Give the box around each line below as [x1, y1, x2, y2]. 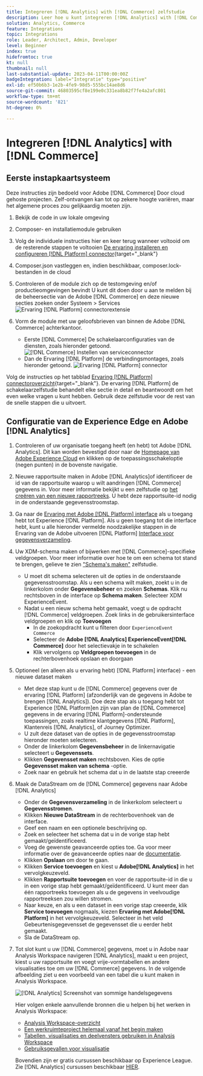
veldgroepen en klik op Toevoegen [24, 617, 112, 625]
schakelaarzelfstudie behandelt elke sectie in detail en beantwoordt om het [6, 386, 193, 393]
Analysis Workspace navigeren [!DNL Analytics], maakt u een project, [14, 952, 188, 959]
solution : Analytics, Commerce [6, 20, 85, 26]
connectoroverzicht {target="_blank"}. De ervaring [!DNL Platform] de [6, 379, 179, 387]
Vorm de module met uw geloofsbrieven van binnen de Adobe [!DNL [14, 317, 185, 325]
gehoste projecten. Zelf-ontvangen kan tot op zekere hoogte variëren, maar [6, 195, 195, 203]
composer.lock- [142, 262, 182, 269]
